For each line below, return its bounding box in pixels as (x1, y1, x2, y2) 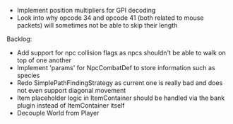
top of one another (16, 56, 72, 64)
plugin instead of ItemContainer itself (16, 101, 125, 109)
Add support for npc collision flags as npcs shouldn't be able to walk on (16, 49, 227, 57)
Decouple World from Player (16, 109, 100, 117)
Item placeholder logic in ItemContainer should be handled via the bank (16, 94, 225, 102)
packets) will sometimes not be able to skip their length (16, 21, 178, 29)
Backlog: (6, 35, 32, 43)
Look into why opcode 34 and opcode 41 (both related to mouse (16, 13, 204, 22)
